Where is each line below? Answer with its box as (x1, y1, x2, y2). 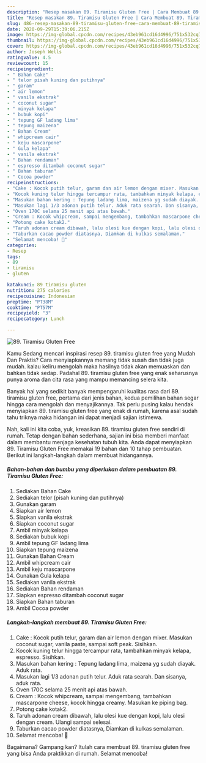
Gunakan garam (15, 500, 57, 508)
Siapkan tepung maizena (15, 546, 78, 553)
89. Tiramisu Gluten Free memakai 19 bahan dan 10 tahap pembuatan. (7, 445, 183, 452)
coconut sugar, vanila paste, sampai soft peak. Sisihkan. (15, 640, 158, 647)
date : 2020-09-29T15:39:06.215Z (7, 26, 89, 32)
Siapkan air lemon (15, 507, 62, 514)
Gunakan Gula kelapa (15, 571, 70, 579)
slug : (7, 20, 21, 26)
